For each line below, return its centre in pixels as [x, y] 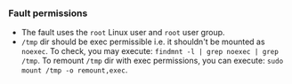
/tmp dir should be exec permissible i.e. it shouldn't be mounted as [143, 42]
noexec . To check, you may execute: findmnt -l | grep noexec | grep [150, 51]
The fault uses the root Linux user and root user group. [123, 33]
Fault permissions [48, 13]
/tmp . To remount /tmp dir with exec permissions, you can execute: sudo [152, 61]
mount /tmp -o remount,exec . [74, 70]
